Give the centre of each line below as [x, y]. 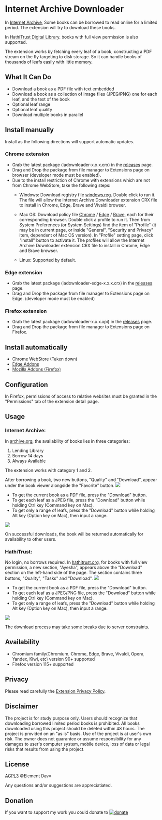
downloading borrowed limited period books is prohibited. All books [73, 723]
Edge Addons [26, 364]
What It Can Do [28, 77]
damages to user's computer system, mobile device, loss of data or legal [77, 744]
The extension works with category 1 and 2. [48, 470]
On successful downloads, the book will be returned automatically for [74, 534]
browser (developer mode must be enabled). [57, 175]
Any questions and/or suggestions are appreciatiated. [59, 786]
